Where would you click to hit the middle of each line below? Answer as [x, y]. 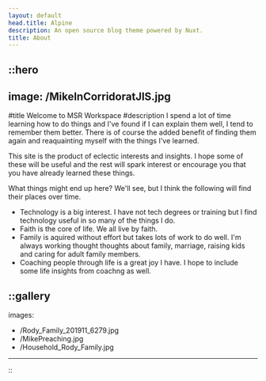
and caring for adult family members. [80, 254]
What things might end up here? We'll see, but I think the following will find [130, 189]
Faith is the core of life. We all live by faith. [89, 229]
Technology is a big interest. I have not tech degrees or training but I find [138, 212]
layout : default [35, 15]
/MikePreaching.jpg [51, 339]
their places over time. [45, 197]
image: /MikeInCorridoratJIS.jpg [90, 97]
